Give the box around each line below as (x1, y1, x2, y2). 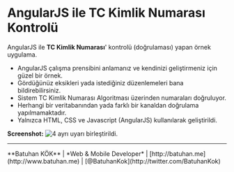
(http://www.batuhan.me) (7, 157, 80, 165)
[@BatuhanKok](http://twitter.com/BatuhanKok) (84, 157, 221, 165)
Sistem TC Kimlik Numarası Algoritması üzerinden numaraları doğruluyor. (17, 93, 226, 102)
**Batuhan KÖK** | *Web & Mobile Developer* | (7, 149, 148, 158)
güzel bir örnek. (17, 71, 63, 80)
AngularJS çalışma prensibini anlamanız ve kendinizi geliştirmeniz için (17, 64, 218, 72)
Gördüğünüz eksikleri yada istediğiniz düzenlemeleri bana (17, 78, 184, 87)
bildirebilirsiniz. (17, 86, 61, 94)
